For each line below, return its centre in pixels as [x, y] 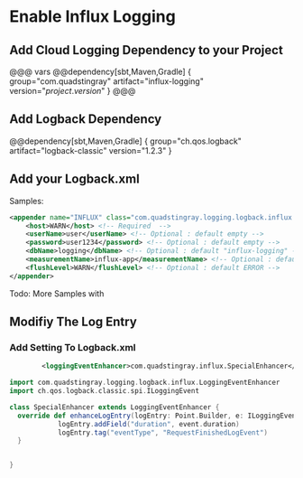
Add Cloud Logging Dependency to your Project [147, 50]
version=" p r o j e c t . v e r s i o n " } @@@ [73, 91]
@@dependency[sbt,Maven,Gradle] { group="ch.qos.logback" [125, 141]
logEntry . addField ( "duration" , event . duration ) [149, 424]
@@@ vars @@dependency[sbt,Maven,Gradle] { [101, 71]
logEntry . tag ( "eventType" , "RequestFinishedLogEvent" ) [163, 432]
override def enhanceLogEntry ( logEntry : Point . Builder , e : [131, 416]
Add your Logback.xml [74, 179]
